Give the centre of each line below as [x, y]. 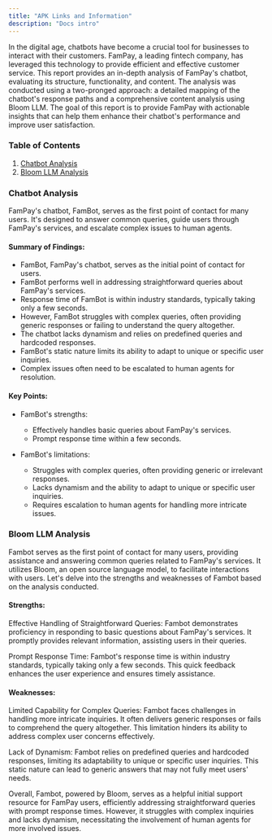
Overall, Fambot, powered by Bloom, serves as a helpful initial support [126, 794]
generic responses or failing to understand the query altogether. [127, 326]
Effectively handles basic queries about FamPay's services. [132, 430]
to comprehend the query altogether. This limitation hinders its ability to [128, 728]
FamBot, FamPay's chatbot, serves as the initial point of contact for [132, 265]
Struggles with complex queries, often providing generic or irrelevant [147, 470]
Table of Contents [45, 146]
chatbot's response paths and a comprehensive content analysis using [127, 98]
